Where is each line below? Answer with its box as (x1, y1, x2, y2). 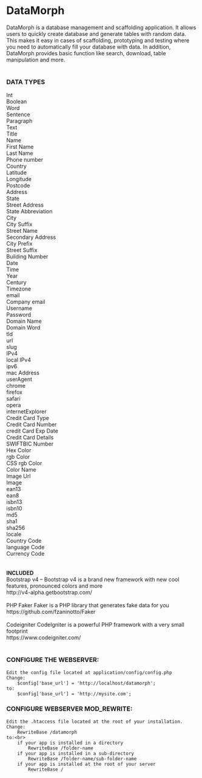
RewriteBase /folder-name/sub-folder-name (28, 756, 137, 762)
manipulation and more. (6, 56, 66, 63)
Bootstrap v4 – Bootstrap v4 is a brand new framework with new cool (6, 576, 180, 583)
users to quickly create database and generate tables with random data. (6, 30, 186, 37)
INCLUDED (6, 570, 34, 577)
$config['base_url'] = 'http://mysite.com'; (17, 690, 132, 697)
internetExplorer (6, 408, 47, 415)
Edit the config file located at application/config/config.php (6, 669, 172, 675)
